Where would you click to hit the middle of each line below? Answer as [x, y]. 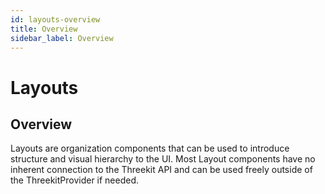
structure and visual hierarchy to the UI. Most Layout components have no [163, 159]
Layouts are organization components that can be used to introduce [150, 148]
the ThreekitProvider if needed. [75, 180]
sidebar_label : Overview [62, 38]
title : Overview [44, 29]
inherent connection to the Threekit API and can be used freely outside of [161, 170]
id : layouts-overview [55, 19]
